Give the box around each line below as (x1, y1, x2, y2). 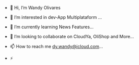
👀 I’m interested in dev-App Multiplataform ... (9, 14, 102, 20)
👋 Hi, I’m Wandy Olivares (9, 5, 61, 10)
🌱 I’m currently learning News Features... (9, 24, 94, 30)
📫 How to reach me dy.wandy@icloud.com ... (9, 44, 103, 49)
